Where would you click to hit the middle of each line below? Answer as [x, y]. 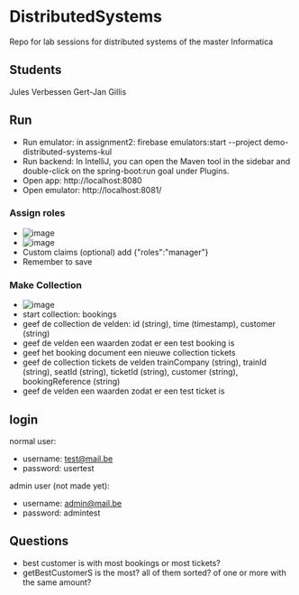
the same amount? [57, 582]
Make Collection [46, 284]
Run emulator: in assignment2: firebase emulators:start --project [142, 142]
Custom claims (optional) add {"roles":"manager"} [115, 252]
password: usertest [58, 468]
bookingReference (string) [71, 382]
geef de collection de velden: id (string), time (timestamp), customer [149, 324]
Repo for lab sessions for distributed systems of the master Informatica [141, 42]
